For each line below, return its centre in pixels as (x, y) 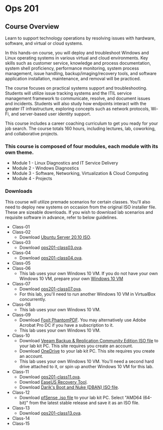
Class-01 (21, 226)
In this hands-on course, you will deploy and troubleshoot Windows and (77, 53)
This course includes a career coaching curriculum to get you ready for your (81, 123)
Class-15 (21, 423)
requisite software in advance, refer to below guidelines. (62, 217)
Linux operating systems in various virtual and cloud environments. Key (77, 58)
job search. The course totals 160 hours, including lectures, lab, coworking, (80, 129)
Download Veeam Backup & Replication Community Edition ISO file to (89, 340)
